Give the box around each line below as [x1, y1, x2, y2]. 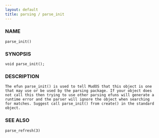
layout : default [5, 7, 38, 12]
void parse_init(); [5, 62, 45, 67]
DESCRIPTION [5, 73, 40, 80]
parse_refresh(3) [5, 128, 41, 133]
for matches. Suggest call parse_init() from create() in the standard [5, 101, 154, 106]
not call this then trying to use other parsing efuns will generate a [5, 93, 154, 98]
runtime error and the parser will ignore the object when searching [5, 97, 150, 102]
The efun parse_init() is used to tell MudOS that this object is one [5, 84, 152, 89]
